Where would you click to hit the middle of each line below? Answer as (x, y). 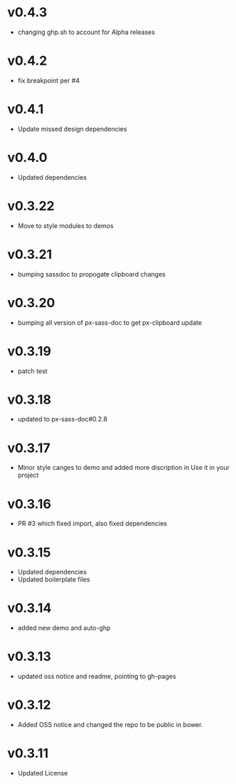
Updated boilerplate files (54, 579)
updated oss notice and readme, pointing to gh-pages (97, 677)
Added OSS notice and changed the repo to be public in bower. (110, 725)
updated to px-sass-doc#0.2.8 (63, 419)
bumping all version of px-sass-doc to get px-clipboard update (110, 322)
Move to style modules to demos (65, 225)
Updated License (43, 773)
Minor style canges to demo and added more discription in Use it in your (123, 468)
